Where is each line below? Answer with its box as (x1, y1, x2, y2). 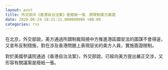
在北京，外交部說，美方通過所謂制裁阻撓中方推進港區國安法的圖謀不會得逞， (5, 36, 165, 42)
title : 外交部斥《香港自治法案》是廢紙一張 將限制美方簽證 (5, 12, 116, 17)
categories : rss (5, 21, 40, 27)
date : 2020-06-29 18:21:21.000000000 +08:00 (5, 17, 101, 22)
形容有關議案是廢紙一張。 (5, 59, 59, 66)
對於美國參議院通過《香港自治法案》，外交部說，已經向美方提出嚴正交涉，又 (5, 53, 163, 59)
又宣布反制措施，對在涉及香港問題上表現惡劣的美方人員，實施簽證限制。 (5, 43, 156, 49)
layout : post (5, 7, 33, 13)
